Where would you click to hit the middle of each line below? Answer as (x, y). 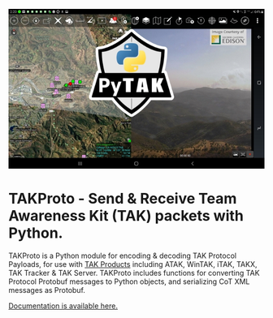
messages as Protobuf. (47, 290)
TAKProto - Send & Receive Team (123, 199)
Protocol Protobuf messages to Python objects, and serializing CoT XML (129, 281)
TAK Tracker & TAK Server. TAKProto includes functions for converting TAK (134, 273)
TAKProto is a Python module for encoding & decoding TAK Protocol (123, 256)
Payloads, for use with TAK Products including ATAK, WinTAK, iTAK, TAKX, (133, 264)
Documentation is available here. (63, 306)
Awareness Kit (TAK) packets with (126, 216)
